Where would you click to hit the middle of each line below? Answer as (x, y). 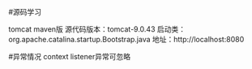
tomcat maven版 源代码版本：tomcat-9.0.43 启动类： (97, 29)
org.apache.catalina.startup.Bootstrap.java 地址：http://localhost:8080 (126, 39)
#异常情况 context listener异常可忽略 (70, 56)
